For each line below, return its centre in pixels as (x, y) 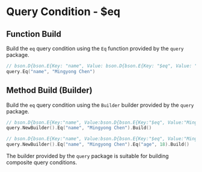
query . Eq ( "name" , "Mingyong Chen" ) (51, 71)
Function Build (34, 34)
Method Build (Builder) (50, 90)
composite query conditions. (41, 162)
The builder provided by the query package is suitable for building (88, 156)
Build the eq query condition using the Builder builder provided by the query (100, 105)
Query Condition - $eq (63, 12)
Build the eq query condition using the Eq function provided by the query (95, 48)
